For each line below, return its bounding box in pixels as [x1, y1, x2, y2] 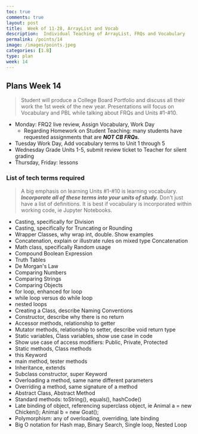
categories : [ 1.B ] [6, 48, 52, 54]
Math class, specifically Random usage [14, 243, 112, 251]
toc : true [6, 8, 31, 15]
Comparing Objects [14, 281, 63, 288]
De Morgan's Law [14, 262, 58, 269]
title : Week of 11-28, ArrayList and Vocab [6, 25, 119, 32]
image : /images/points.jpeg [6, 42, 76, 48]
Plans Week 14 [6, 81, 61, 91]
